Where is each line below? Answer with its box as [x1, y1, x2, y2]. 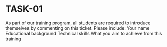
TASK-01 [5, 3, 43, 15]
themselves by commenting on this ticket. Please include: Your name [5, 25, 150, 31]
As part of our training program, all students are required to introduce [5, 20, 151, 26]
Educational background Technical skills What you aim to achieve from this [5, 30, 162, 36]
